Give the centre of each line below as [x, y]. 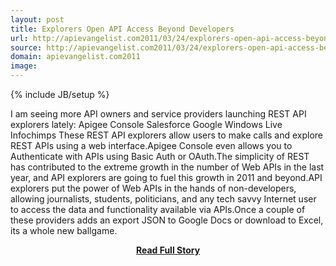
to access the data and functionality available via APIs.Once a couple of [158, 209]
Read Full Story [168, 250]
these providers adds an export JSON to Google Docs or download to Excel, [167, 220]
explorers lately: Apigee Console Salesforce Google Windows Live [146, 124]
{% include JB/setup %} [60, 94]
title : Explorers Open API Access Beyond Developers [122, 29]
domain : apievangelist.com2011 [75, 57]
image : [24, 66]
